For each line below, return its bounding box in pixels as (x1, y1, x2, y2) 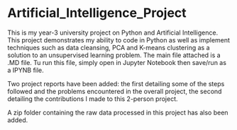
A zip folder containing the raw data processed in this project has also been (7, 108, 228, 117)
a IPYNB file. (7, 66, 44, 74)
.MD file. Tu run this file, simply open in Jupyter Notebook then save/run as (7, 58, 227, 66)
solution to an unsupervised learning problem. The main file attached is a (7, 51, 221, 59)
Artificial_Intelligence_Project (7, 5, 187, 21)
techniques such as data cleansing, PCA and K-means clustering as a (7, 43, 211, 52)
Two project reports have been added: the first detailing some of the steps (7, 79, 225, 88)
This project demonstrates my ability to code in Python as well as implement (7, 35, 231, 44)
